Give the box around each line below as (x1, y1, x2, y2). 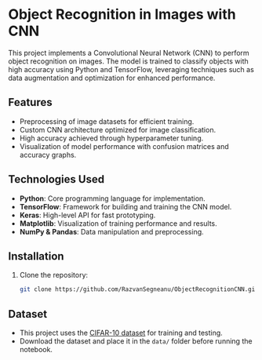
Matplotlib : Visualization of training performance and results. (19, 218, 217, 228)
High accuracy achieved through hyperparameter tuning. (19, 133, 204, 143)
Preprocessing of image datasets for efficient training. (19, 116, 195, 126)
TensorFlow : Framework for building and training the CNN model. (19, 202, 232, 211)
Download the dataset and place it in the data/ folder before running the (19, 336, 253, 346)
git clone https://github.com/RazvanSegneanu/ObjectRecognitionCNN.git (19, 285, 259, 293)
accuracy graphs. (19, 150, 77, 159)
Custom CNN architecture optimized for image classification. (19, 125, 217, 134)
